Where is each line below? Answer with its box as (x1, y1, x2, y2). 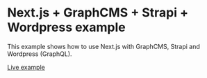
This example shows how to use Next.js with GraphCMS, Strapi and (7, 42, 200, 50)
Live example (7, 63, 45, 71)
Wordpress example (7, 19, 126, 35)
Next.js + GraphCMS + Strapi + (7, 5, 189, 21)
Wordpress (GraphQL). (7, 50, 72, 58)
